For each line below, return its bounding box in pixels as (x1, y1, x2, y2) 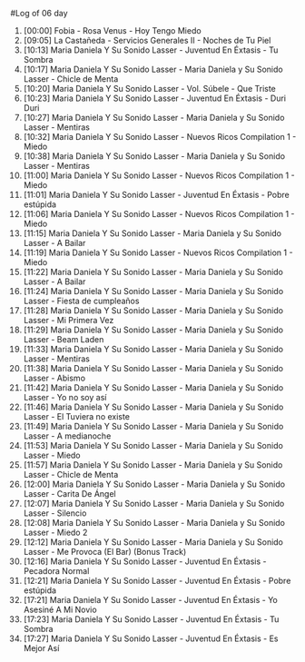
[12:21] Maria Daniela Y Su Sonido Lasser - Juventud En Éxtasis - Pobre (23, 576, 291, 586)
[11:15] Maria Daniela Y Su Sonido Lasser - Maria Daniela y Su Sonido (23, 228, 282, 239)
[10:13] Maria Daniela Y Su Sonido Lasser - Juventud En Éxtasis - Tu (23, 44, 279, 55)
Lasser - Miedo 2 (23, 527, 88, 538)
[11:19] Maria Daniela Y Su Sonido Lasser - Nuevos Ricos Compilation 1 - (23, 247, 293, 258)
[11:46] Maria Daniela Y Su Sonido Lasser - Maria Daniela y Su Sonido (23, 401, 284, 412)
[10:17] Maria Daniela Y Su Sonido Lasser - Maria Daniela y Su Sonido (23, 64, 284, 74)
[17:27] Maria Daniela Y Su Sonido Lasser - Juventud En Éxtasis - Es (23, 633, 279, 644)
